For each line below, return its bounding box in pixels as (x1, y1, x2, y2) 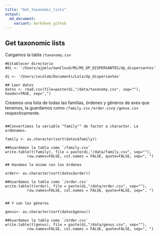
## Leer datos (5, 83, 34, 88)
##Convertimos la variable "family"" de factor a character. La (5, 124, 139, 129)
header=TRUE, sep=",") (5, 91, 51, 96)
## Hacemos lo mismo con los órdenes (5, 162, 82, 168)
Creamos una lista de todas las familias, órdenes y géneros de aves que (5, 100, 150, 106)
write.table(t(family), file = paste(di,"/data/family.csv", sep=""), (5, 150, 152, 154)
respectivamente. (5, 110, 40, 116)
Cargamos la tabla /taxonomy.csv (5, 52, 72, 58)
